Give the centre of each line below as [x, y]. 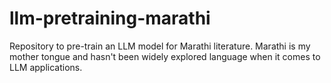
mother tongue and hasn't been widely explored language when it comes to [165, 56]
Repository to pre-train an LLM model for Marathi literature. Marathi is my [160, 46]
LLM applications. [46, 67]
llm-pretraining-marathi [110, 18]
